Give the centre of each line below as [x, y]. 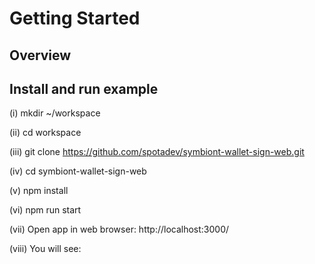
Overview [40, 55]
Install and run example [84, 88]
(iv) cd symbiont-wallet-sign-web [78, 171]
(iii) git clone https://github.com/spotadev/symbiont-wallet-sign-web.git [157, 152]
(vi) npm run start [45, 210]
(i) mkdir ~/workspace [55, 113]
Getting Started [75, 18]
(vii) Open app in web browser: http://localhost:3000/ [119, 229]
